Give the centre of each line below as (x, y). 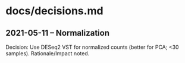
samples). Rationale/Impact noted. (48, 53)
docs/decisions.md (54, 11)
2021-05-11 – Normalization (57, 33)
